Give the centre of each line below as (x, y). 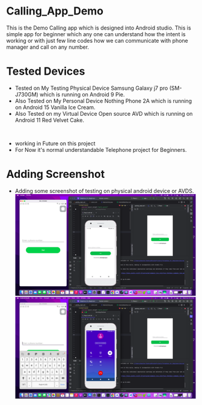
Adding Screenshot (56, 174)
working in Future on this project (55, 143)
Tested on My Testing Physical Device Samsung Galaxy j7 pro (91, 88)
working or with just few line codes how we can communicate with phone (97, 40)
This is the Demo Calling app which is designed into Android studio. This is (99, 28)
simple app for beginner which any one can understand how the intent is (96, 34)
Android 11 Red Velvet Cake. (49, 120)
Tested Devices (46, 71)
